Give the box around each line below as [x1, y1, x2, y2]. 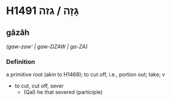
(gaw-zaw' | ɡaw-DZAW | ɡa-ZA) [6, 43, 88, 50]
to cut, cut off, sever [14, 82, 64, 89]
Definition [6, 58, 35, 66]
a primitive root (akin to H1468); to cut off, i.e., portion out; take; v [6, 71, 165, 78]
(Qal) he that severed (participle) [23, 89, 103, 96]
